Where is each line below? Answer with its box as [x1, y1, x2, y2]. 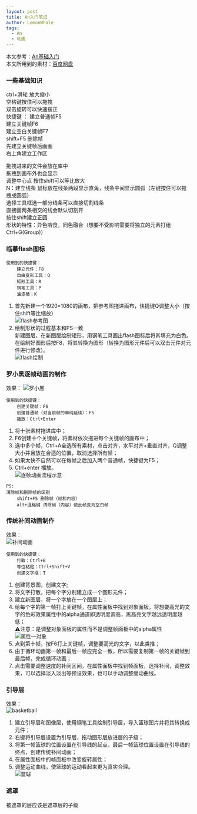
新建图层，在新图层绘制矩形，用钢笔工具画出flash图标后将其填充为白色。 [14, 331, 192, 339]
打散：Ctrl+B [16, 558, 46, 563]
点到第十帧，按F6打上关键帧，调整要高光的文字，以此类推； [14, 640, 161, 647]
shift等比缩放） [19, 309, 57, 317]
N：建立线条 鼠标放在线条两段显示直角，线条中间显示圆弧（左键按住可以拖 [6, 184, 187, 192]
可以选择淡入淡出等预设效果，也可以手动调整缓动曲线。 [25, 670, 159, 677]
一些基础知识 [6, 76, 43, 84]
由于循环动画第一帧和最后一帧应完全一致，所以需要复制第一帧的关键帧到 [14, 648, 190, 655]
